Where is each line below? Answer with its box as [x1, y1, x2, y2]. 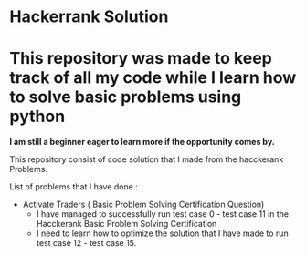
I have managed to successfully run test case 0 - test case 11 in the [36, 209, 290, 220]
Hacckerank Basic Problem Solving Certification [36, 219, 217, 230]
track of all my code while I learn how [9, 67, 297, 88]
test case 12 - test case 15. [36, 238, 137, 249]
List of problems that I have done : [9, 181, 139, 192]
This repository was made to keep [9, 48, 272, 69]
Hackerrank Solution [9, 6, 169, 27]
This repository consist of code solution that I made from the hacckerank [9, 154, 284, 165]
